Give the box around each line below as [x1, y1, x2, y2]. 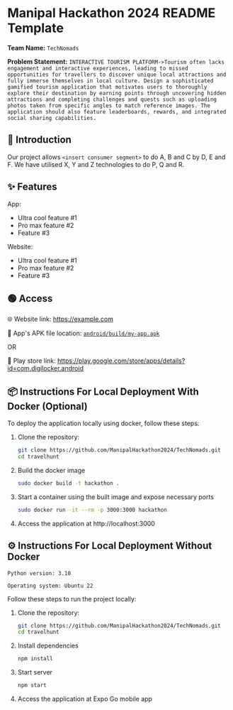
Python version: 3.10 [7, 569, 72, 577]
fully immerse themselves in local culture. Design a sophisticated [7, 77, 214, 84]
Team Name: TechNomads [7, 43, 79, 52]
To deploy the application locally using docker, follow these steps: [7, 419, 200, 427]
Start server [17, 668, 53, 677]
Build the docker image [17, 466, 86, 474]
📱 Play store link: [7, 356, 57, 365]
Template [7, 20, 64, 36]
